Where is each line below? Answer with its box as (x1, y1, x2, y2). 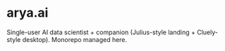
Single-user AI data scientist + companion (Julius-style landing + (6, 28, 195, 36)
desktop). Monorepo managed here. (22, 35, 128, 43)
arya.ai (6, 5, 49, 21)
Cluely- (196, 28, 218, 36)
